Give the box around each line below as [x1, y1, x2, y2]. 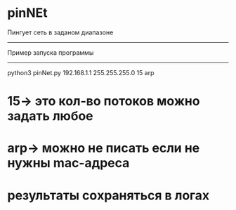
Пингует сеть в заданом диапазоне [7, 28, 114, 37]
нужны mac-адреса [7, 155, 130, 171]
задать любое [7, 108, 93, 124]
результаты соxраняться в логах [7, 188, 210, 203]
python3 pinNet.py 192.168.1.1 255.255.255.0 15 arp [7, 68, 155, 77]
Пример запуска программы [7, 48, 94, 57]
